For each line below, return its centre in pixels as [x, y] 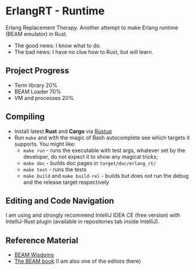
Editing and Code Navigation [60, 201]
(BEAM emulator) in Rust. [36, 34]
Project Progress [37, 71]
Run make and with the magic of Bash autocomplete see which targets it [102, 137]
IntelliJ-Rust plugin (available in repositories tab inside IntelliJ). [82, 222]
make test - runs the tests [55, 169]
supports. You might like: [45, 144]
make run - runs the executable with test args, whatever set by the [104, 150]
